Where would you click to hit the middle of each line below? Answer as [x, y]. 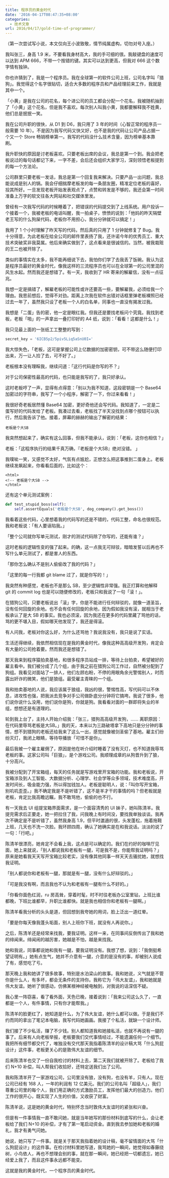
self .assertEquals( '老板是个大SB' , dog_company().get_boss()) [79, 509]
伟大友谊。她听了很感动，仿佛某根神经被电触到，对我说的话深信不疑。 [78, 986]
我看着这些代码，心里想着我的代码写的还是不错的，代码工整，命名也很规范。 [84, 519]
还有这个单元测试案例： [29, 495]
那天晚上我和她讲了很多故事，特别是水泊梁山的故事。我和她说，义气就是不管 [84, 973]
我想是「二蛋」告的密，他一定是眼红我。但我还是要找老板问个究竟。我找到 [82, 312]
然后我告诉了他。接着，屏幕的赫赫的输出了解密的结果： [71, 417]
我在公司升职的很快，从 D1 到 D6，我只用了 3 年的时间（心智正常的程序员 [81, 124]
